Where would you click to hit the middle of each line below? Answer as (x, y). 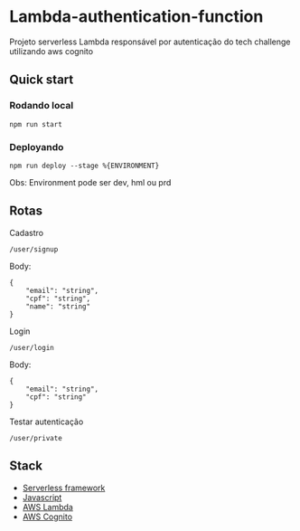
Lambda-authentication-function (136, 17)
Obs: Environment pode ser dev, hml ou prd (90, 182)
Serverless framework (64, 488)
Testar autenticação (47, 422)
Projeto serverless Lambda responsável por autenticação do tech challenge (150, 42)
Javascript (42, 497)
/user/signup (34, 249)
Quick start (42, 80)
